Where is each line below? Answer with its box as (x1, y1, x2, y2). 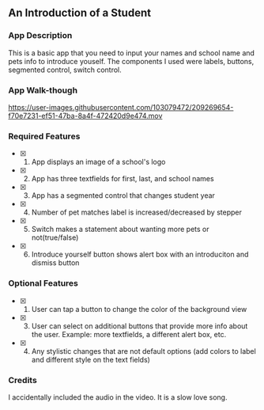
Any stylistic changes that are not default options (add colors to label (31, 346, 257, 355)
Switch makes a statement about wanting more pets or (31, 225, 209, 234)
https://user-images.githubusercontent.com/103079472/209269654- (8, 102, 234, 112)
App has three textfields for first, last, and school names (31, 174, 215, 184)
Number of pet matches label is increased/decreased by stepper (31, 207, 243, 217)
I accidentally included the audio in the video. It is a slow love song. (8, 392, 228, 402)
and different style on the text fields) (31, 355, 150, 364)
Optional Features (8, 278, 79, 289)
